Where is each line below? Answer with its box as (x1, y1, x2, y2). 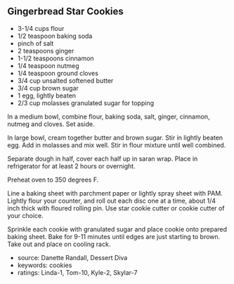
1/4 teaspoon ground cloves (17, 69, 98, 77)
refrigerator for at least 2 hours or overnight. (7, 161, 136, 170)
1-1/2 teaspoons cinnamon (17, 54, 94, 62)
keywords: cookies (17, 261, 72, 269)
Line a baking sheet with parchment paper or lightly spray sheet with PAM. (7, 189, 223, 197)
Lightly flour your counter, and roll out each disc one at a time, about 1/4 (7, 196, 216, 205)
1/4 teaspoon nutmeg (17, 61, 79, 69)
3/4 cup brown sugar (17, 83, 79, 92)
